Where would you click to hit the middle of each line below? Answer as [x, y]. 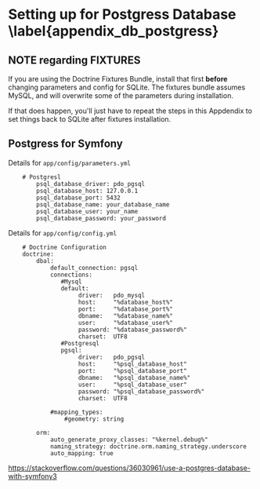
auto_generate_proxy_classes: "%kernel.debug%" [129, 440]
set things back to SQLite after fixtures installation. [90, 119]
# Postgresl [42, 177]
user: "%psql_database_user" [133, 385]
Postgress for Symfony [65, 144]
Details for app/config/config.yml [63, 232]
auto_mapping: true [81, 453]
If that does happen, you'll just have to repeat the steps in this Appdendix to [130, 111]
